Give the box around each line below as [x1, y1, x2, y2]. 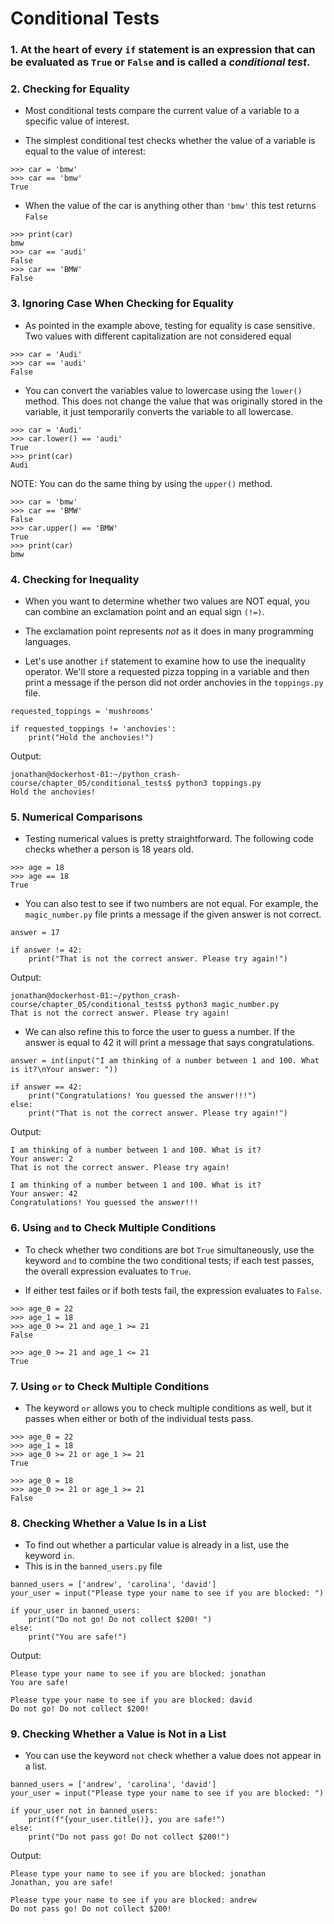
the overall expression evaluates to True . [24, 1265, 192, 1277]
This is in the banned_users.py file [24, 1560, 163, 1572]
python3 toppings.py [175, 778, 262, 788]
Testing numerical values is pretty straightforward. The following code [24, 833, 315, 845]
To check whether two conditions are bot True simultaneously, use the [24, 1243, 315, 1256]
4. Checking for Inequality [10, 572, 140, 586]
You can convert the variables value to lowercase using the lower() [24, 384, 303, 396]
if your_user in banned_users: [10, 1606, 141, 1616]
